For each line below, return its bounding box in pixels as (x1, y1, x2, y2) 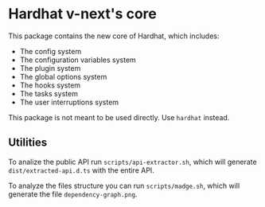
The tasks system (19, 88, 78, 98)
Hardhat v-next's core (8, 5, 157, 23)
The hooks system (19, 80, 81, 90)
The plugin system (19, 63, 81, 72)
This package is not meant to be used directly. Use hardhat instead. (8, 112, 230, 122)
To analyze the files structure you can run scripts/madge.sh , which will (8, 181, 240, 190)
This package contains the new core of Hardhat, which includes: (8, 31, 220, 41)
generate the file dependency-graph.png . (8, 189, 138, 199)
